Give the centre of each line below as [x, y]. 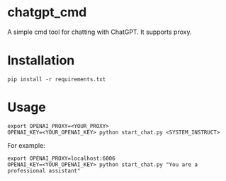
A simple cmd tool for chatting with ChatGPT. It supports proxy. [100, 32]
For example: [27, 145]
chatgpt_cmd [47, 12]
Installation [41, 60]
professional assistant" [44, 170]
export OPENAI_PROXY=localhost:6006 [61, 158]
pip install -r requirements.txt [57, 79]
